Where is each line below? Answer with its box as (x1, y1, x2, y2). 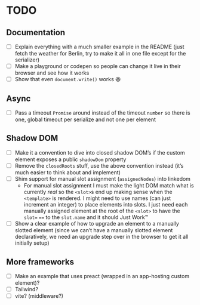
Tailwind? (14, 286, 39, 292)
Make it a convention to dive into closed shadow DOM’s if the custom (14, 149, 185, 156)
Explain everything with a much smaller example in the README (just (14, 43, 184, 50)
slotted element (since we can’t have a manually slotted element (14, 227, 173, 234)
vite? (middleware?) (14, 292, 64, 300)
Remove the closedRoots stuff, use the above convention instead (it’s (14, 162, 184, 169)
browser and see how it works (14, 69, 90, 76)
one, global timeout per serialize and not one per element (14, 116, 156, 123)
